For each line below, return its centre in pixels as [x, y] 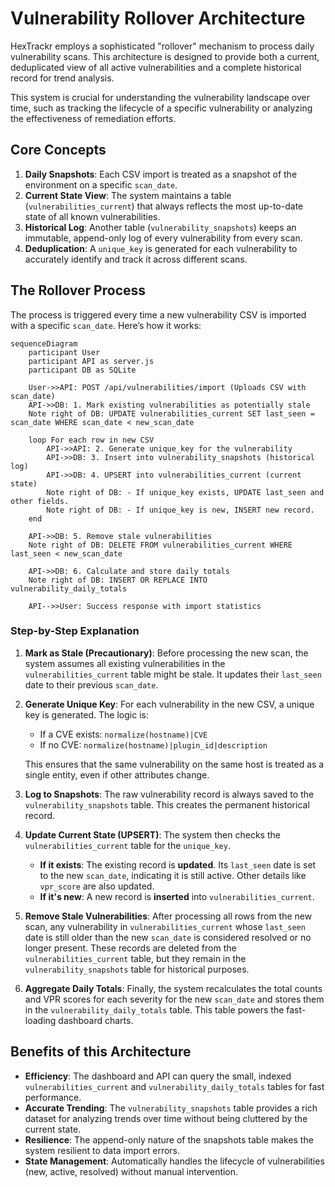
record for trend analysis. [62, 78]
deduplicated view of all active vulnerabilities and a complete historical [156, 67]
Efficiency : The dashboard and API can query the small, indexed [158, 1076]
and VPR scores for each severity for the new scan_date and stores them [174, 999]
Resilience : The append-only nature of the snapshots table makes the [169, 1139]
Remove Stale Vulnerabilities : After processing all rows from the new [168, 916]
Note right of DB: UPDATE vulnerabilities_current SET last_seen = [171, 413]
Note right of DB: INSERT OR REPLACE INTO [118, 580]
